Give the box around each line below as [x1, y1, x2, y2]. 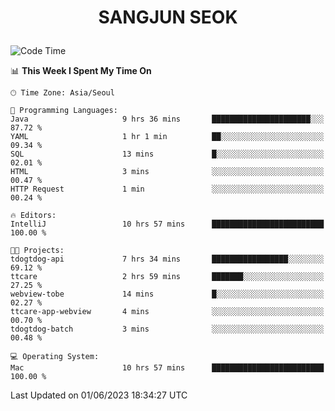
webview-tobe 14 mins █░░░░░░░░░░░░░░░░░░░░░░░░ [10, 289, 325, 300]
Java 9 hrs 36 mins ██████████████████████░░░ [10, 114, 325, 125]
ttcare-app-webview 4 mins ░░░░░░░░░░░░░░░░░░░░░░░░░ [10, 307, 325, 317]
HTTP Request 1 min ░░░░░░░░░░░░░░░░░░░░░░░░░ [10, 184, 325, 195]
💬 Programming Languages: [10, 106, 118, 116]
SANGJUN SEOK [98, 6, 238, 29]
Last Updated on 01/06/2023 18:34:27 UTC [10, 389, 188, 401]
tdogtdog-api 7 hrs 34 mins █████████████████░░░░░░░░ [10, 254, 325, 265]
